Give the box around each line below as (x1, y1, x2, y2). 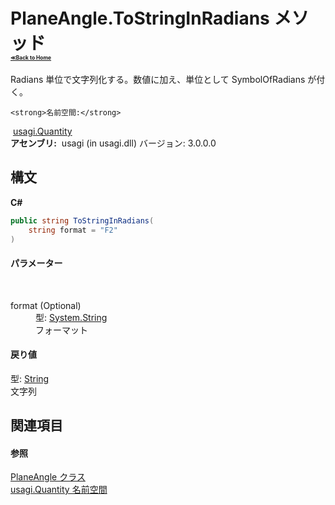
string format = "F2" (28, 225, 118, 235)
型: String (10, 372, 50, 384)
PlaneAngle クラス (10, 471, 86, 483)
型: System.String (35, 311, 108, 323)
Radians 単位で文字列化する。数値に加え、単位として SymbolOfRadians (10, 73, 306, 85)
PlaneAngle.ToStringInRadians (10, 7, 270, 30)
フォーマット (35, 324, 88, 336)
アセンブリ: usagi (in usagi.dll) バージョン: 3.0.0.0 (10, 137, 217, 149)
